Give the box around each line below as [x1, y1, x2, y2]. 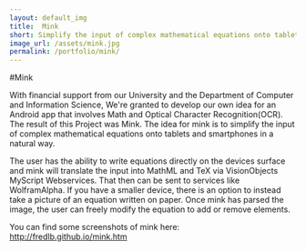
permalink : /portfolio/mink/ [9, 47, 120, 56]
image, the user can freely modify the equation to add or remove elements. [9, 204, 291, 215]
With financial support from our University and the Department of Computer [9, 90, 294, 101]
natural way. [9, 138, 56, 149]
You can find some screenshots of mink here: [9, 222, 180, 233]
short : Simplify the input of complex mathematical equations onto [9, 30, 271, 39]
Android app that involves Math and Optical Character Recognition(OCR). [9, 109, 284, 120]
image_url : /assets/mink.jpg [9, 38, 120, 48]
